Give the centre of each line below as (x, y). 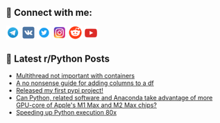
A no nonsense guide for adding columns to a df (85, 83)
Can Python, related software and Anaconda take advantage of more (114, 97)
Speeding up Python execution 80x (66, 112)
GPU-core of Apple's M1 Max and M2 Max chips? (86, 105)
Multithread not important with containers (75, 75)
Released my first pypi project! (60, 90)
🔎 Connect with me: (49, 13)
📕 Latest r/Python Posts (58, 59)
